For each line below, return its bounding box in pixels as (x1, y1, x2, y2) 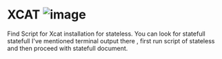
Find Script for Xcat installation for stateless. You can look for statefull (7, 29, 205, 38)
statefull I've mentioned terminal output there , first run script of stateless (7, 36, 215, 45)
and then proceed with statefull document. (7, 44, 128, 52)
